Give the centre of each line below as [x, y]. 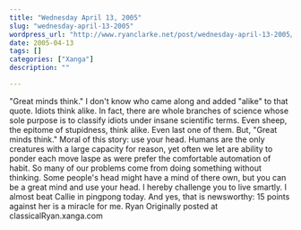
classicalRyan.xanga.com [56, 216]
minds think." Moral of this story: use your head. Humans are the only [138, 139]
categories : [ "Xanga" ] [52, 59]
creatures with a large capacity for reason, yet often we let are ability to [141, 148]
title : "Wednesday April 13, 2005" [76, 18]
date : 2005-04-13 [42, 43]
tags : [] [26, 51]
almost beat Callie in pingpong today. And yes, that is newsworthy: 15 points [150, 196]
